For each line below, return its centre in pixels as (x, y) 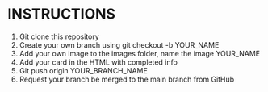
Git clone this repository (59, 36)
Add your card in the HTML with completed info (98, 62)
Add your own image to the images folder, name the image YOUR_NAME (139, 53)
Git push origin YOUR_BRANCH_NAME (84, 70)
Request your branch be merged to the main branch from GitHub (127, 79)
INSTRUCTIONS (62, 14)
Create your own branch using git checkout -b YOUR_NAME (119, 44)
